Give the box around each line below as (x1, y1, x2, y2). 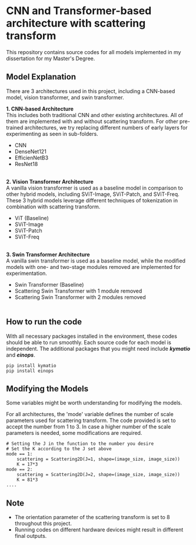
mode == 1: (6, 451, 33, 457)
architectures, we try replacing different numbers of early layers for (24, 124, 188, 131)
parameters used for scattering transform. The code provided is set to (6, 417, 176, 424)
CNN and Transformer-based (6, 4, 152, 18)
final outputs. (14, 533, 47, 540)
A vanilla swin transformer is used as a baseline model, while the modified (6, 257, 186, 264)
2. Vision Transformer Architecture (6, 178, 94, 185)
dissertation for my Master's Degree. (6, 55, 95, 62)
